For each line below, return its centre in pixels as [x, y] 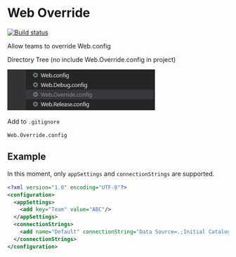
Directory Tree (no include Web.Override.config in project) [92, 59]
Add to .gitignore [34, 121]
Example [27, 157]
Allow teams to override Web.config [59, 46]
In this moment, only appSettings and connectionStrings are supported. [111, 173]
